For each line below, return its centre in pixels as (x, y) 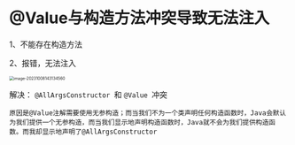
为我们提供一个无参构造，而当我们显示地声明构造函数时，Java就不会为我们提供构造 (139, 122)
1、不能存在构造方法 (46, 44)
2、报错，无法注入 (43, 63)
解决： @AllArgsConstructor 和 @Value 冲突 (89, 95)
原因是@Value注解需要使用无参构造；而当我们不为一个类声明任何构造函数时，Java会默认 (147, 113)
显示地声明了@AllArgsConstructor (100, 132)
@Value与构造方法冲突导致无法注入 (140, 18)
